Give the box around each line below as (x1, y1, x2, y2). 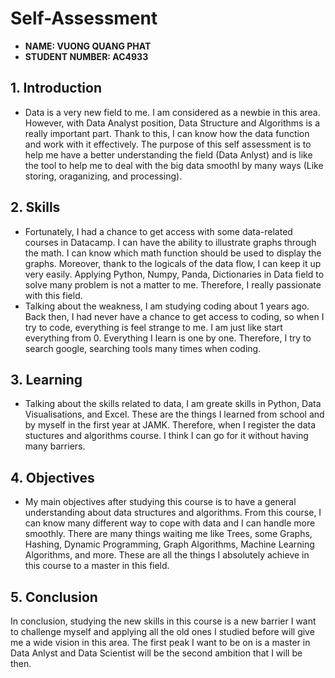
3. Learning (10, 371, 83, 388)
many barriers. (24, 440, 86, 452)
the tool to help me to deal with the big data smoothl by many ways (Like (24, 159, 324, 171)
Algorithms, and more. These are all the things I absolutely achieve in (24, 549, 310, 561)
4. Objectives (10, 469, 95, 486)
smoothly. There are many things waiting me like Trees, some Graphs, (24, 528, 313, 540)
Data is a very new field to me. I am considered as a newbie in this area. (24, 106, 321, 118)
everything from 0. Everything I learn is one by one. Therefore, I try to (24, 332, 312, 344)
